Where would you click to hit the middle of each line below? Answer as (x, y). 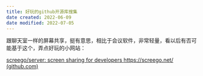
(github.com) (22, 66)
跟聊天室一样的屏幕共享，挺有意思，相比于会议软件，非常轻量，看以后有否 (99, 41)
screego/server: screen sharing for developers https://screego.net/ (90, 60)
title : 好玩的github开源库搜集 (42, 12)
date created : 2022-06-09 (39, 17)
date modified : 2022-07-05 (40, 23)
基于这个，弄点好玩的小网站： (48, 48)
